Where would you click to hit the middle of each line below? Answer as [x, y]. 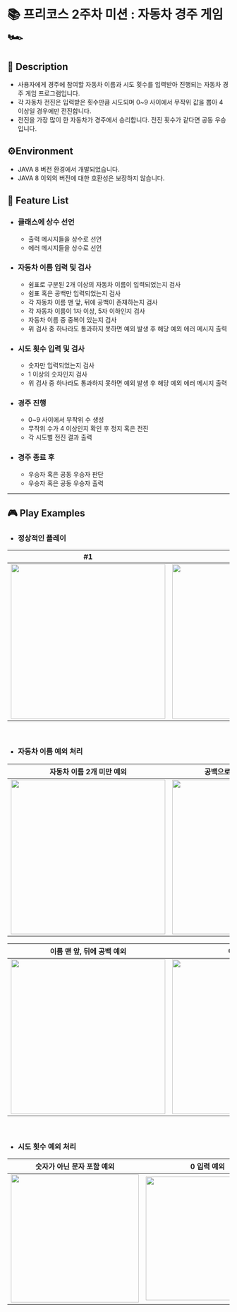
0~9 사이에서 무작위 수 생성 [66, 420]
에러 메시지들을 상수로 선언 [65, 247]
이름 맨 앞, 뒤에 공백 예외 [88, 951]
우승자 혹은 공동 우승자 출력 [66, 483]
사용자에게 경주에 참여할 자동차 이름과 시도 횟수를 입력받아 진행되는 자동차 [119, 84]
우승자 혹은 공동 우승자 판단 [66, 474]
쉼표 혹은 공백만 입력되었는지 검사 [74, 293]
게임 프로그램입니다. [53, 93]
